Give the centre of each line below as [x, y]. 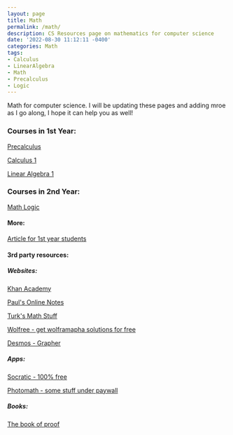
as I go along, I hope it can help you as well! [70, 113]
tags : [15, 53]
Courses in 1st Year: [42, 131]
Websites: [22, 271]
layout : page [26, 14]
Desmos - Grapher [34, 343]
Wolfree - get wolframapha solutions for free [72, 329]
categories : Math [33, 46]
